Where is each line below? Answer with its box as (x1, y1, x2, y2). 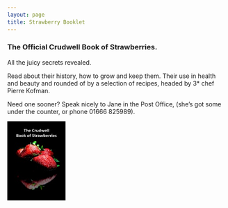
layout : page (7, 11, 45, 18)
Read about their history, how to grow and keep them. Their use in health (7, 72, 216, 80)
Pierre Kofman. (7, 86, 50, 95)
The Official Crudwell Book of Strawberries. (7, 42, 158, 52)
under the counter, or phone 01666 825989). (7, 107, 136, 115)
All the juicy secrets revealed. (7, 58, 92, 66)
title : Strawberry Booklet (7, 18, 85, 26)
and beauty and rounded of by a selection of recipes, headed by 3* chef (7, 79, 215, 87)
